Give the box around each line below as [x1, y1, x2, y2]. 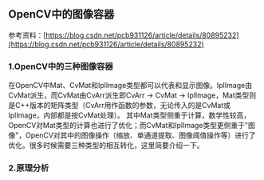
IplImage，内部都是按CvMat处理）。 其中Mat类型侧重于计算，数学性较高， [8, 110, 251, 120]
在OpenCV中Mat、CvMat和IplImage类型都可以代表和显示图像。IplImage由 [8, 81, 253, 90]
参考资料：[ [8, 30, 46, 40]
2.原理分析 [8, 162, 49, 174]
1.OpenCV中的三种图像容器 [8, 61, 113, 72]
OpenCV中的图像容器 [8, 7, 115, 22]
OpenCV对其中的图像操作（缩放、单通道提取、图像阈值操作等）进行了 [25, 130, 257, 140]
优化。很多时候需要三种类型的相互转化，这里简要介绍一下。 [8, 141, 204, 150]
